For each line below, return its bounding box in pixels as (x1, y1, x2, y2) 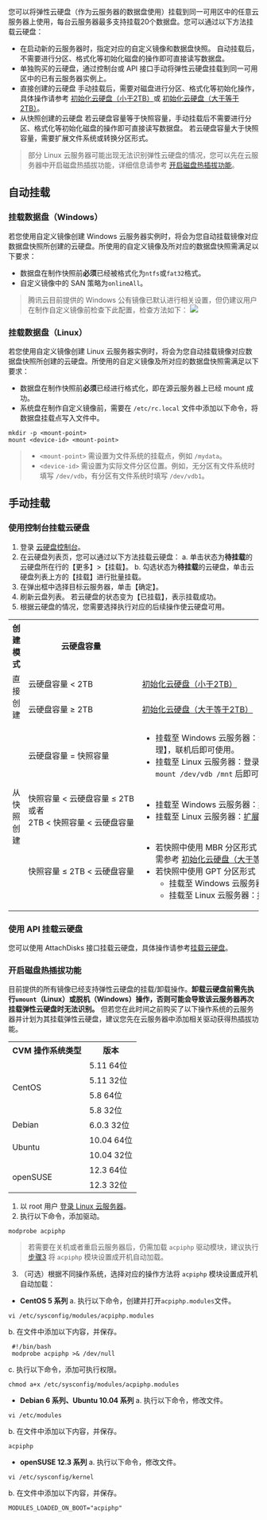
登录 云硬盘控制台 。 (19, 542, 85, 551)
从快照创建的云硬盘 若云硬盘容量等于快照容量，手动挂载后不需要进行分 (19, 114, 252, 123)
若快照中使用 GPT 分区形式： (155, 865, 264, 876)
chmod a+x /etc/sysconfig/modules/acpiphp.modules (8, 1381, 180, 1389)
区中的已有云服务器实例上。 (19, 74, 111, 83)
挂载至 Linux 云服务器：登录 (155, 756, 260, 767)
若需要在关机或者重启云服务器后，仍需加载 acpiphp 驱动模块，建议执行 (27, 1242, 259, 1252)
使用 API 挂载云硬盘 (8, 923, 83, 934)
